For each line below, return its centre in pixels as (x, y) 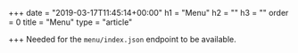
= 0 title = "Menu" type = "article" (70, 22)
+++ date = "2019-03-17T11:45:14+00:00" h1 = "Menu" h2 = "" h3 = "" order (149, 13)
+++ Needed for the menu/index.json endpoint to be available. (123, 39)
